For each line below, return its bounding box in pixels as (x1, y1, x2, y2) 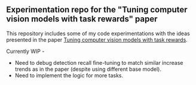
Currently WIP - (6, 48, 45, 55)
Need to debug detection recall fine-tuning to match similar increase (14, 59, 183, 66)
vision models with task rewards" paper (6, 14, 158, 24)
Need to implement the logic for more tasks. (14, 71, 124, 79)
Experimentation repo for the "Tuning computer (6, 5, 188, 15)
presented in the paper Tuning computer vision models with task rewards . (6, 36, 188, 43)
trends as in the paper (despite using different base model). (14, 65, 161, 73)
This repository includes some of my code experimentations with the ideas (6, 30, 190, 37)
